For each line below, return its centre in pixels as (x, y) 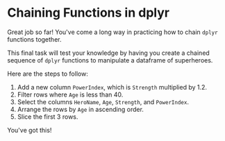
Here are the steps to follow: (48, 74)
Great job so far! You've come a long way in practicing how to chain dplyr (112, 32)
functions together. (34, 39)
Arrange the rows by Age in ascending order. (81, 109)
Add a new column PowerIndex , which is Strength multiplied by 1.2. (112, 87)
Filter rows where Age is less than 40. (70, 94)
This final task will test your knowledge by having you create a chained (108, 53)
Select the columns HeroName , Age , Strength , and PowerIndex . (103, 101)
